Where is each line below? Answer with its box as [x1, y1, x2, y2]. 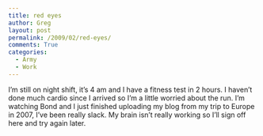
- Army [15, 56, 37, 64]
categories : [8, 48, 48, 56]
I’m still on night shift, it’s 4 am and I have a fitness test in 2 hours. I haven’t [8, 85, 253, 94]
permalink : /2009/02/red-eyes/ [8, 33, 112, 42]
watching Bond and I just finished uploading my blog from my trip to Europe [8, 101, 255, 111]
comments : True [8, 41, 59, 49]
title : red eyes [8, 11, 62, 20]
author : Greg [8, 19, 51, 27]
